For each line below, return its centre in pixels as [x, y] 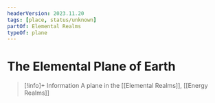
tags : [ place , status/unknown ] [52, 20]
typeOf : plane [27, 33]
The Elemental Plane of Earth [91, 67]
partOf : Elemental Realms [44, 26]
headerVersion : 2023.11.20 [46, 13]
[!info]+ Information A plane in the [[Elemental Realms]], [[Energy [116, 86]
